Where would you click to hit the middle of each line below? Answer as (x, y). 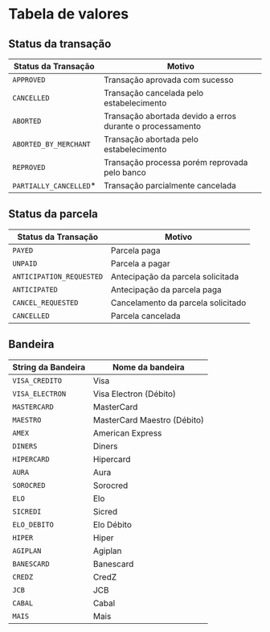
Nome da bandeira (148, 367)
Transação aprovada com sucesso (169, 80)
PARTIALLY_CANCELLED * (54, 186)
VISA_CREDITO (37, 380)
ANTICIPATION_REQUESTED (58, 276)
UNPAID (25, 263)
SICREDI (27, 511)
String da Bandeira (49, 367)
